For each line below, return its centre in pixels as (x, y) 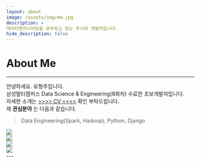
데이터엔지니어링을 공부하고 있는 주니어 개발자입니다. (62, 28)
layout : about (24, 12)
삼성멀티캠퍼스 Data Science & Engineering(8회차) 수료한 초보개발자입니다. (95, 94)
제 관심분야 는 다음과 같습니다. (41, 109)
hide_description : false (37, 34)
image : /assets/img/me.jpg (40, 17)
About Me (31, 64)
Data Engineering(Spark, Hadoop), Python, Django (83, 121)
